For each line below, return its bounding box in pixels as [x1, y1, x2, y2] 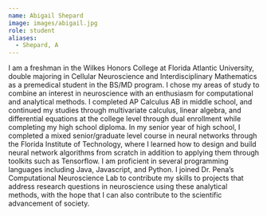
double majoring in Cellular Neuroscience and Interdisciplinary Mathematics [8, 72, 257, 81]
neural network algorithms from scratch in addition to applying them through [8, 148, 260, 158]
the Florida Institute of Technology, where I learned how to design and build [8, 139, 257, 149]
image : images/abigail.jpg [8, 19, 98, 27]
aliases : [8, 33, 37, 42]
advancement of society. [8, 198, 90, 208]
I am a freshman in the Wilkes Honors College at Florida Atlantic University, [8, 63, 255, 73]
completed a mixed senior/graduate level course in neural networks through [8, 131, 257, 140]
